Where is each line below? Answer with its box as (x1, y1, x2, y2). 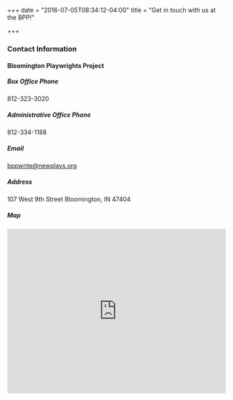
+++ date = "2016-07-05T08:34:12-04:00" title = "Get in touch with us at (7, 6, 216, 14)
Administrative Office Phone (7, 111, 92, 119)
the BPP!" (7, 13, 35, 22)
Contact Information (7, 44, 78, 54)
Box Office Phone (7, 77, 59, 86)
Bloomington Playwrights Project (7, 61, 104, 70)
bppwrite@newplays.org (7, 161, 78, 170)
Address (7, 177, 33, 186)
